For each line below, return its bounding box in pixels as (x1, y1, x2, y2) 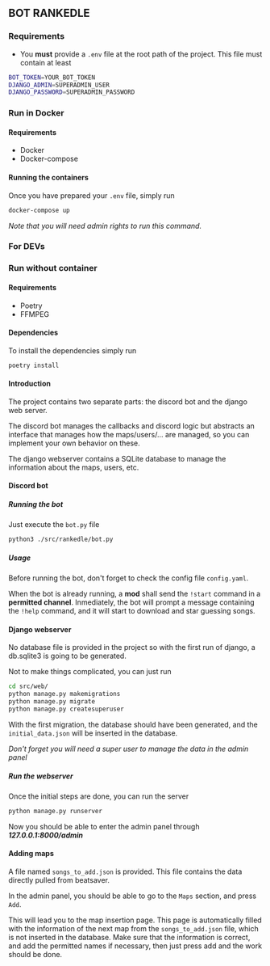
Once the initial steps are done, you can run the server (8, 791, 189, 801)
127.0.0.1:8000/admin (8, 830, 83, 840)
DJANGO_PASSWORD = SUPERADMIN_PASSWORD (8, 88, 135, 96)
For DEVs (8, 241, 46, 252)
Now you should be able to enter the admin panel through (8, 821, 200, 831)
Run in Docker (8, 108, 64, 119)
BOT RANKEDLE (8, 6, 90, 20)
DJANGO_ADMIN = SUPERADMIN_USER (8, 81, 110, 89)
